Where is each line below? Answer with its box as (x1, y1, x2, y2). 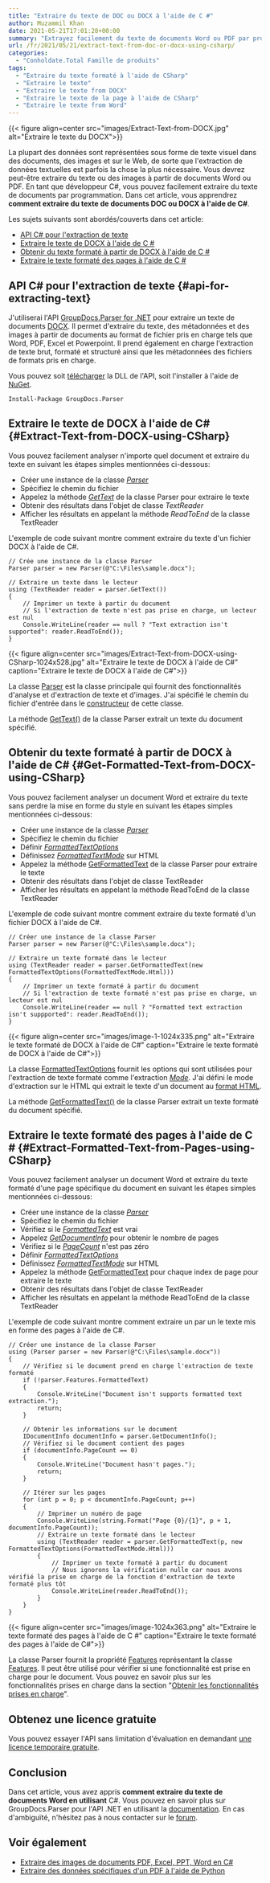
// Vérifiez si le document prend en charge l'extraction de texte (22, 1362, 253, 1370)
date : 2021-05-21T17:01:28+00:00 (8, 27, 121, 35)
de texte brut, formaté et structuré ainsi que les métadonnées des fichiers (8, 346, 252, 356)
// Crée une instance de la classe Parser (8, 557, 153, 565)
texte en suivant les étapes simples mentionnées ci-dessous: (8, 459, 211, 469)
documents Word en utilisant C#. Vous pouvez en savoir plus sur (8, 1795, 227, 1805)
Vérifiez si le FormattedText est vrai (19, 1225, 138, 1234)
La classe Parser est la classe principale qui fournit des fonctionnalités (8, 681, 242, 691)
